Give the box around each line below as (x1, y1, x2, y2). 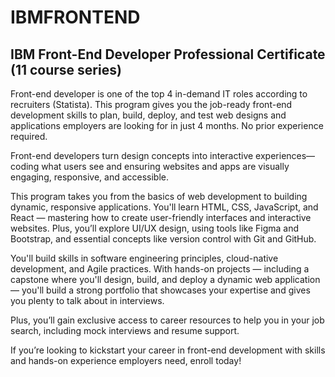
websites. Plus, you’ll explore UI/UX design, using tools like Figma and (10, 222, 300, 234)
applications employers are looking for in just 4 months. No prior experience (10, 120, 324, 131)
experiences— (255, 150, 316, 161)
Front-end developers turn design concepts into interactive (10, 150, 254, 161)
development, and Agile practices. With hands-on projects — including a (10, 263, 310, 275)
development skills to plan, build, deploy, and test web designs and (10, 109, 287, 121)
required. (10, 131, 48, 142)
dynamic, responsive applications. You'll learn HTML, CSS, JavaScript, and (10, 201, 319, 213)
